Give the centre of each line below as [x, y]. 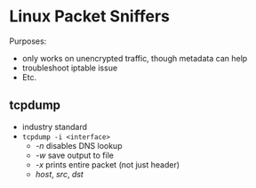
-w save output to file [74, 155]
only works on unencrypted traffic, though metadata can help [135, 58]
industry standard [54, 127]
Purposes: [28, 41]
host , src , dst [60, 174]
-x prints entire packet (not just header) [108, 164]
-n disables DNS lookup [79, 145]
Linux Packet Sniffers [90, 16]
